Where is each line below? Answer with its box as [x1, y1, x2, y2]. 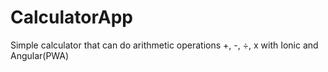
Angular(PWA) [10, 49, 70, 61]
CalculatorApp [10, 6, 133, 29]
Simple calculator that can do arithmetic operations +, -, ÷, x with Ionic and [10, 39, 319, 51]
